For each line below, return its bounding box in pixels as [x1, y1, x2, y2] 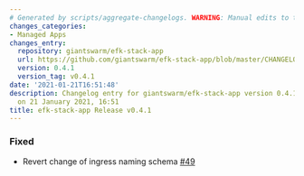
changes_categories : [9, 22, 88, 31]
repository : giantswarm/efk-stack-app [17, 47, 165, 56]
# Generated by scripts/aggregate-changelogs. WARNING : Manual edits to [9, 13, 290, 23]
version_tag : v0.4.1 [17, 72, 95, 81]
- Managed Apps [9, 30, 67, 39]
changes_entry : [9, 38, 67, 48]
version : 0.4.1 [17, 64, 75, 73]
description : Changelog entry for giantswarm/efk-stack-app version [9, 88, 273, 97]
